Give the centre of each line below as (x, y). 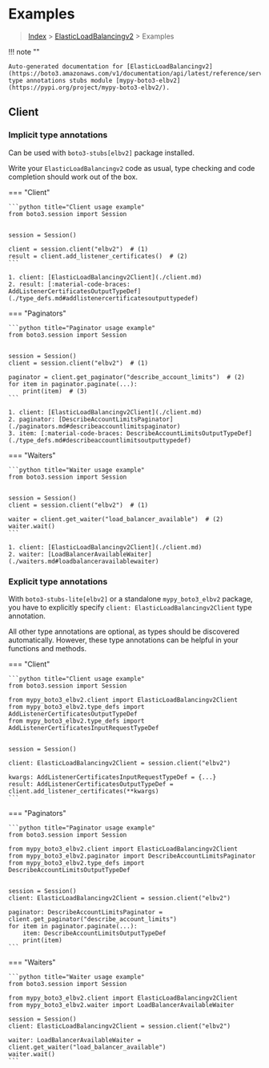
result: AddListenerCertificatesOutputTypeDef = (91, 784)
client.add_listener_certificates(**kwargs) (84, 791)
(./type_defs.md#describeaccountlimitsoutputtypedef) (100, 440)
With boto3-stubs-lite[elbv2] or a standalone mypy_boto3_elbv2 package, (131, 598)
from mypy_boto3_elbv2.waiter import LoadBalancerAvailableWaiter (121, 1005)
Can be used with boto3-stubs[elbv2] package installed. (101, 153)
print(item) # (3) (55, 391)
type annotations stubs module (60, 80)
